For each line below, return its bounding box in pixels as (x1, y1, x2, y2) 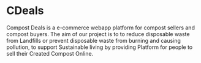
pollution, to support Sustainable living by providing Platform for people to (6, 43, 193, 51)
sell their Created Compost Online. (6, 50, 94, 57)
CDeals (6, 4, 44, 18)
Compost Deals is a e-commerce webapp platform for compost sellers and (6, 24, 195, 31)
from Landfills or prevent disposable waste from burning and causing (6, 37, 181, 44)
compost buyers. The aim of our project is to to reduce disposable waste (6, 30, 190, 37)
